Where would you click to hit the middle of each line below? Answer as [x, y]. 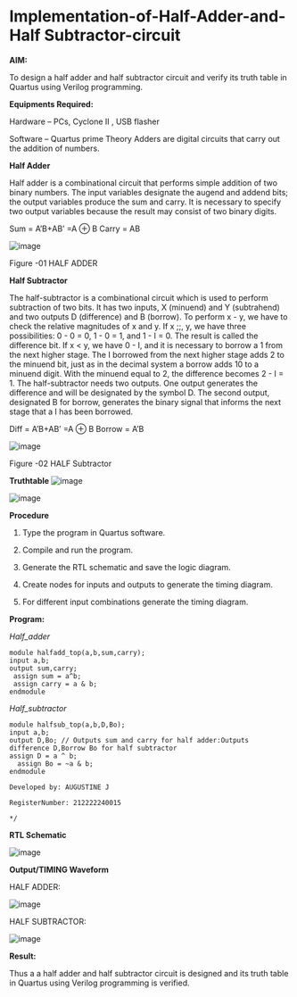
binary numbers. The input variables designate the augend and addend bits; [148, 192]
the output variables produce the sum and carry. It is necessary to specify [145, 202]
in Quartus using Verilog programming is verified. [99, 983]
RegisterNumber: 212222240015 [66, 802]
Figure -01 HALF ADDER [54, 263]
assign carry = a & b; [55, 684]
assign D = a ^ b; [43, 756]
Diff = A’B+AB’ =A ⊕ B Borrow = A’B [77, 428]
